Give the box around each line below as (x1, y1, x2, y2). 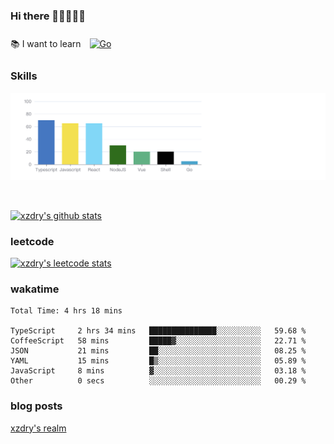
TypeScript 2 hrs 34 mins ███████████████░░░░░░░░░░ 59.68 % (10, 326, 307, 336)
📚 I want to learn (10, 38, 82, 50)
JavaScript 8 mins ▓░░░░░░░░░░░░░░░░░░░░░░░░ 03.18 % (10, 366, 307, 376)
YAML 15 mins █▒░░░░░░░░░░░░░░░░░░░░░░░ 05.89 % (10, 356, 307, 366)
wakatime (10, 282, 60, 296)
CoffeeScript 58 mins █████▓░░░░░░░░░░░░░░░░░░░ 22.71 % (10, 336, 307, 346)
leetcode (10, 234, 55, 248)
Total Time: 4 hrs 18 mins (10, 306, 123, 316)
